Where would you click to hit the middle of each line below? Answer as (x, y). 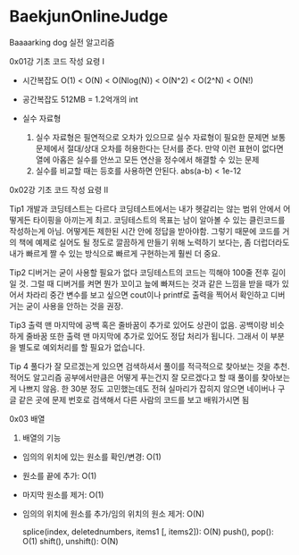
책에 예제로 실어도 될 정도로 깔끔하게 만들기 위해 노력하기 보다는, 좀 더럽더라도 (154, 242)
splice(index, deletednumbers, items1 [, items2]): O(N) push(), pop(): (148, 531)
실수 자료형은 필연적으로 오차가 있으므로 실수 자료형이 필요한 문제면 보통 (161, 137)
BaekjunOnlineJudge (89, 17)
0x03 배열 (27, 418)
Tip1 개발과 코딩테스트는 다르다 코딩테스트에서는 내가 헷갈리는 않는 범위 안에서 (145, 208)
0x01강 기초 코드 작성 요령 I (57, 61)
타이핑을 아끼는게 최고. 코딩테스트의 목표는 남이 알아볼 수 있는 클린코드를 (159, 220)
